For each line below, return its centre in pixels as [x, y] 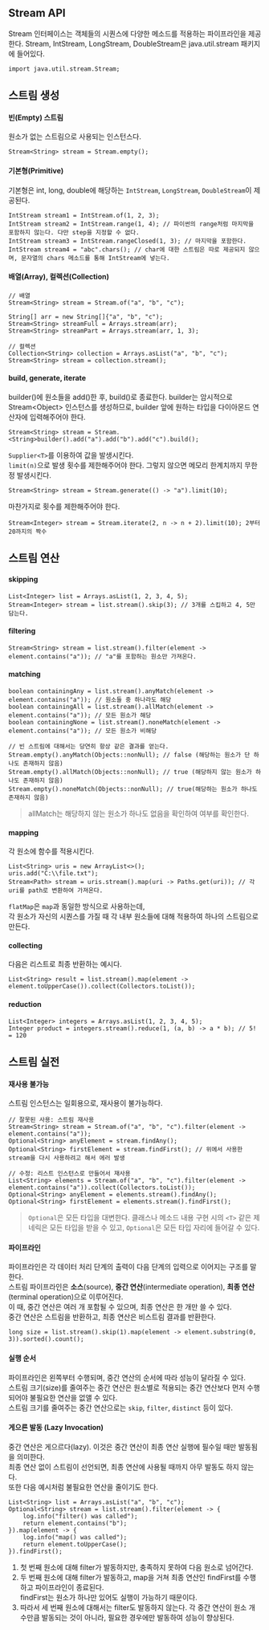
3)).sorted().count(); [46, 1339]
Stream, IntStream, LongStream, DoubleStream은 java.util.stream [132, 43]
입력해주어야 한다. [57, 418]
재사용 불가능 [29, 1084]
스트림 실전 [34, 1062]
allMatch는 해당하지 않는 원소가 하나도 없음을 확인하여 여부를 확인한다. [138, 813]
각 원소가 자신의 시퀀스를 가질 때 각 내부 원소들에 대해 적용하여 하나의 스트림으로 [134, 917]
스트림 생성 [34, 96]
